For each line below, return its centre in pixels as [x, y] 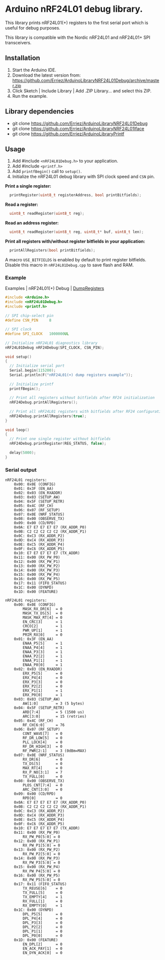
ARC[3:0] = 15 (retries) [55, 716]
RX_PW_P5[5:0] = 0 [41, 880]
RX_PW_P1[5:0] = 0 [41, 845]
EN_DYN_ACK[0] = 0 [43, 953]
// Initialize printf [32, 384]
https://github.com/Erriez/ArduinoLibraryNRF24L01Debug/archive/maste [86, 80]
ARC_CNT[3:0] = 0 [43, 790]
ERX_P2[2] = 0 [43, 686]
